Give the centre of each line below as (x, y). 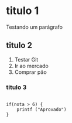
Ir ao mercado (31, 66)
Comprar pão (30, 72)
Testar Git (26, 59)
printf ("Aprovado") (42, 110)
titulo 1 (23, 11)
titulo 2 (19, 45)
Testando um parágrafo (35, 27)
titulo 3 (16, 87)
